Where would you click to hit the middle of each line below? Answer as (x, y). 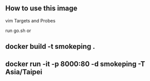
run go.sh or (18, 31)
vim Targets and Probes (30, 20)
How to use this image (41, 8)
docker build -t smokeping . (50, 47)
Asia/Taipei (24, 72)
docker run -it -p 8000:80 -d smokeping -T (75, 64)
